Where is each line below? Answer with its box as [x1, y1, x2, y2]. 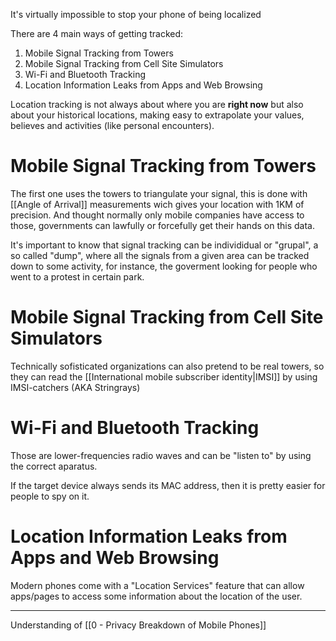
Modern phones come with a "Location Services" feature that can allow [10, 579, 305, 591]
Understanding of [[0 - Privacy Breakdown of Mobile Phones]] [10, 619, 267, 631]
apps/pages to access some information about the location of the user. [10, 590, 303, 602]
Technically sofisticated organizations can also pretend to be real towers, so [10, 360, 325, 372]
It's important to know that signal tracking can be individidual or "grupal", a [10, 239, 319, 251]
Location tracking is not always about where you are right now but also [10, 99, 304, 110]
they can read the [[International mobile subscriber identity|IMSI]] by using [10, 370, 318, 383]
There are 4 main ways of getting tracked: [10, 28, 184, 39]
